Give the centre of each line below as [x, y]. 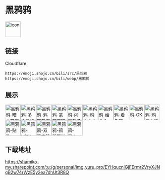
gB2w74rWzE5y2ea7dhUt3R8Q [37, 172]
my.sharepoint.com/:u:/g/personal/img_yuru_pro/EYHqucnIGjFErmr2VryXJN [82, 167]
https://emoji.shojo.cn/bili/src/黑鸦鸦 [46, 73]
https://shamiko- [22, 162]
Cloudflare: [17, 63]
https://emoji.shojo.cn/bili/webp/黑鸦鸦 [47, 79]
